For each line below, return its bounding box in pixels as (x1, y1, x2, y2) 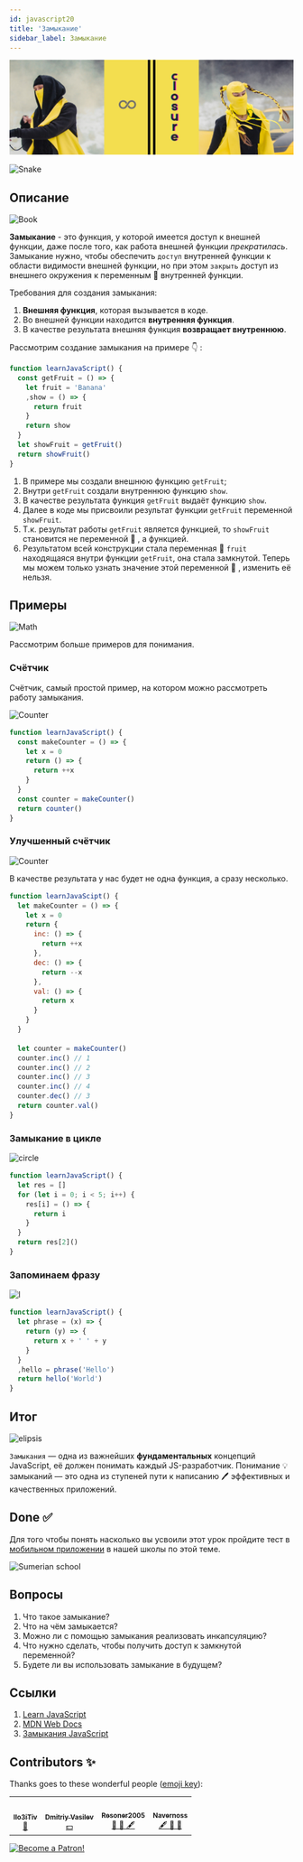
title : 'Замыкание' (9, 23, 83, 33)
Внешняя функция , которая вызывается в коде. (22, 305, 209, 316)
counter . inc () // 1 (17, 1053, 91, 1063)
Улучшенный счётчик (9, 835, 111, 848)
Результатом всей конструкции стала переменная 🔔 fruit (22, 543, 247, 554)
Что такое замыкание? (22, 1611, 110, 1622)
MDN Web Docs (22, 1718, 83, 1729)
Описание (9, 190, 69, 205)
